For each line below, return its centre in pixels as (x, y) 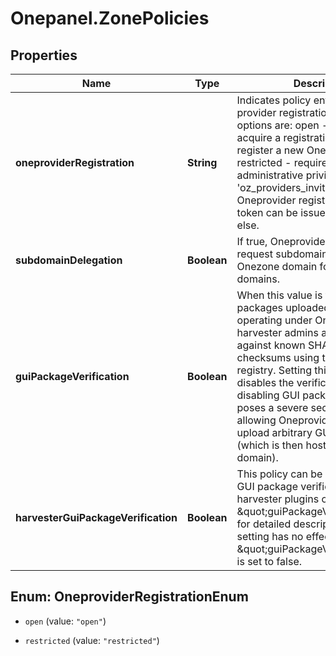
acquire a (259, 137)
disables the (265, 382)
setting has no (270, 536)
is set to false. (269, 561)
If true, (252, 241)
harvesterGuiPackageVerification (96, 517)
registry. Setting (274, 370)
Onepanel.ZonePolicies (110, 18)
